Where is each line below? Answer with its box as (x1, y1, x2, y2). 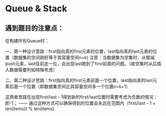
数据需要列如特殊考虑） (9, 67, 57, 73)
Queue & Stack (5, 3, 67, 14)
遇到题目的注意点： (5, 24, 64, 32)
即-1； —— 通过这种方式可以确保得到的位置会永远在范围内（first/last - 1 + (5, 100, 156, 106)
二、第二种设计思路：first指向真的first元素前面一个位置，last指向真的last (5, 77, 153, 83)
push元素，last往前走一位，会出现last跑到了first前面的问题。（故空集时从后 (5, 61, 157, 67)
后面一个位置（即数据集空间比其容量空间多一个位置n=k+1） (9, 83, 130, 89)
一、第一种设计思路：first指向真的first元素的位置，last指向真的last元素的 (5, 48, 153, 54)
